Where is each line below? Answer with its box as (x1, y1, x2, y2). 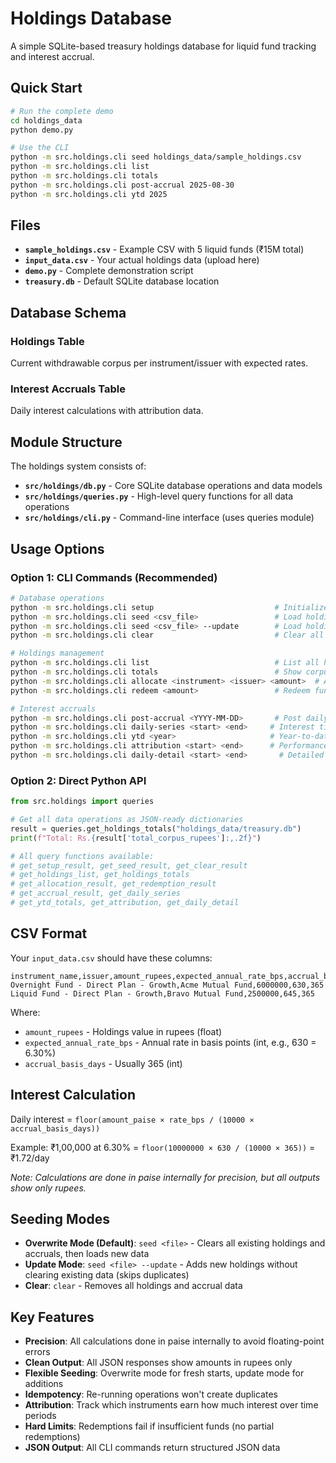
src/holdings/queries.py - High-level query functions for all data (24, 490, 294, 502)
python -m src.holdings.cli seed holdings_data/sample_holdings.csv (10, 152, 302, 162)
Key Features (10, 1308, 95, 1326)
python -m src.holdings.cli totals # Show (10, 667, 302, 677)
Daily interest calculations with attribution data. (10, 405, 204, 417)
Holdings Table (10, 334, 85, 348)
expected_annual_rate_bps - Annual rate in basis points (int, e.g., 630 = (24, 1036, 317, 1048)
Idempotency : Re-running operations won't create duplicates (24, 1388, 278, 1401)
